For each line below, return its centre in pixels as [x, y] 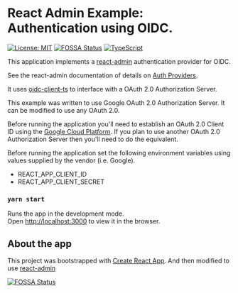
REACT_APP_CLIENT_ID [52, 174]
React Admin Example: [76, 13]
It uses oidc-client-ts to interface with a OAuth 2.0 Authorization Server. [112, 89]
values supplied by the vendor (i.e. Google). [71, 160]
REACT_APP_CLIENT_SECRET [61, 182]
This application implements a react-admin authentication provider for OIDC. [119, 61]
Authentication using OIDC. [90, 28]
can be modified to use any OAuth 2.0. [64, 110]
